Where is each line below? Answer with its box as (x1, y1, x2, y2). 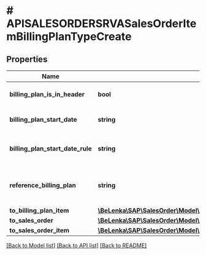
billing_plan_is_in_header (9, 90, 85, 98)
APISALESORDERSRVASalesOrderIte (6, 17, 197, 31)
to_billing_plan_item (9, 206, 69, 215)
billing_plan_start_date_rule (9, 144, 92, 153)
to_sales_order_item (9, 226, 69, 234)
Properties (6, 54, 48, 64)
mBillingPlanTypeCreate (6, 30, 132, 43)
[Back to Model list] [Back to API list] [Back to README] (6, 242, 147, 249)
